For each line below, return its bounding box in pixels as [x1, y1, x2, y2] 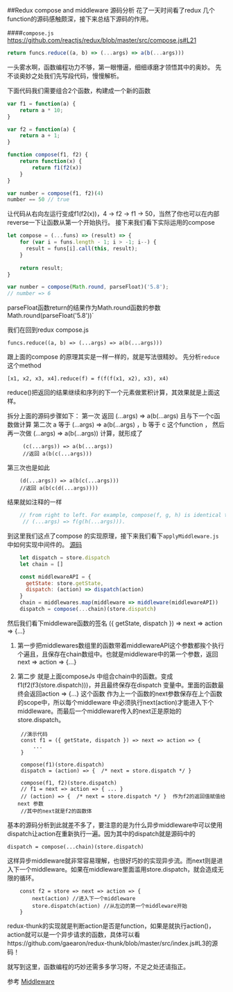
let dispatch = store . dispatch [19, 554, 110, 561]
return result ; [19, 264, 64, 271]
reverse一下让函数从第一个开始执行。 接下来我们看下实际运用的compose [7, 218, 215, 227]
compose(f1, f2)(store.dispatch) [20, 779, 117, 786]
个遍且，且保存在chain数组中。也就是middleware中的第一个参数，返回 [17, 650, 218, 658]
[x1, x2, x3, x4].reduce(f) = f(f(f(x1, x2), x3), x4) [7, 375, 169, 383]
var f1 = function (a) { [7, 100, 76, 107]
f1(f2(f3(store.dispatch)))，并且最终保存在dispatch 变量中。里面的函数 [17, 680, 218, 689]
